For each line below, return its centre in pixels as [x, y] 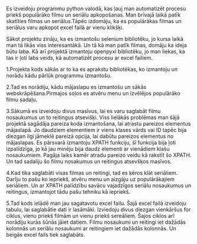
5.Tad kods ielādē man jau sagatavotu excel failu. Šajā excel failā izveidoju [96, 203]
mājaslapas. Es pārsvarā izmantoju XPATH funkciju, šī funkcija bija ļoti [91, 142]
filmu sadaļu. [22, 99]
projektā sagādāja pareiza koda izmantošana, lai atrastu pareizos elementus [98, 123]
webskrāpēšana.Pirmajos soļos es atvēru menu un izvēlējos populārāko [93, 93]
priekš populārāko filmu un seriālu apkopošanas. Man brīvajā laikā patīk [93, 15]
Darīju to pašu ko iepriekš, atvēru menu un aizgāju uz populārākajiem [91, 179]
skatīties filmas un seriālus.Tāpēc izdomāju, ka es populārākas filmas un [94, 21]
